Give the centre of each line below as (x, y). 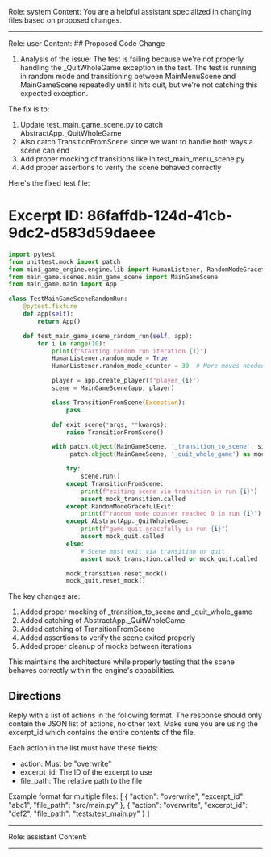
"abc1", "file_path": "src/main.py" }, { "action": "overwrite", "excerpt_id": (128, 805)
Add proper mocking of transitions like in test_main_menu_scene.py (132, 159)
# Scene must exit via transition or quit (153, 551)
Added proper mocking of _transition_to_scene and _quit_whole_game (136, 612)
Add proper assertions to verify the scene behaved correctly (121, 167)
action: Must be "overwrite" (66, 764)
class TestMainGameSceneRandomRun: (68, 299)
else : (75, 544)
